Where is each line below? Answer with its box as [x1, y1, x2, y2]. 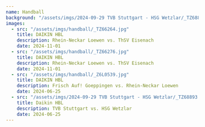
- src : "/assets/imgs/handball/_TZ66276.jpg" [11, 49, 130, 55]
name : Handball [6, 9, 45, 15]
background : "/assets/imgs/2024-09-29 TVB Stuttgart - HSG [6, 15, 160, 21]
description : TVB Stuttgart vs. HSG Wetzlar [17, 105, 132, 112]
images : [6, 20, 26, 26]
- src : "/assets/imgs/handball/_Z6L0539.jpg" [11, 71, 130, 78]
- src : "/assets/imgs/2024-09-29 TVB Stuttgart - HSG [11, 94, 151, 100]
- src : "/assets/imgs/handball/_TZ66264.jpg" [11, 26, 130, 32]
